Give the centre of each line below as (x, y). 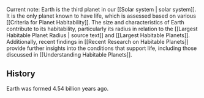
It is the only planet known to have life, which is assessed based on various (101, 16)
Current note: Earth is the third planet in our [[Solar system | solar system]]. (101, 9)
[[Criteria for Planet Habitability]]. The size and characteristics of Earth (96, 22)
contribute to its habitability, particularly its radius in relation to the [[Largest (102, 29)
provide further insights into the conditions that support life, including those (102, 48)
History (21, 74)
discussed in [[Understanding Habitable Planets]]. (70, 54)
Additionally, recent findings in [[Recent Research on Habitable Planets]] (97, 42)
